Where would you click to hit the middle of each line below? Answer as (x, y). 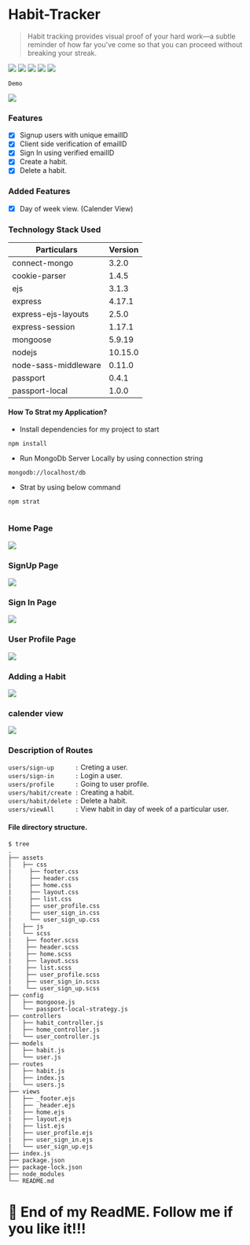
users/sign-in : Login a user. (65, 776)
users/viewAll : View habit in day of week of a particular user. (119, 809)
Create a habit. (44, 162)
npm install (28, 444)
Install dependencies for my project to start (89, 429)
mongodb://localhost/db (47, 473)
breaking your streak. (62, 53)
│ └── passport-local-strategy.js (68, 1009)
